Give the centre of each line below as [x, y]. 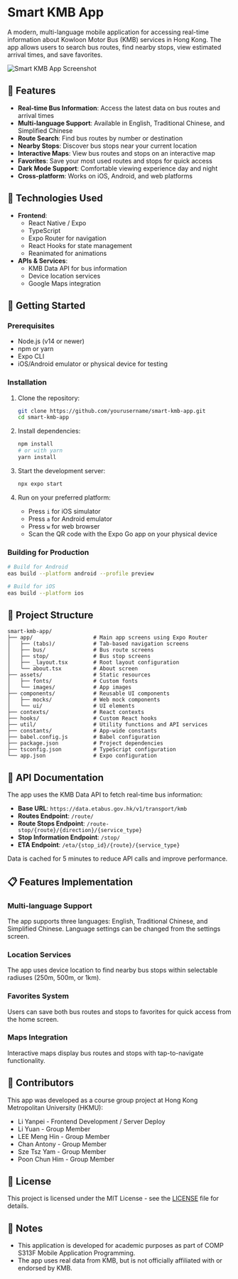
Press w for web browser [64, 526]
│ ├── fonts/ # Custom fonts [73, 681]
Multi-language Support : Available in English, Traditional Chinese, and [121, 123]
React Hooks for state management [80, 245]
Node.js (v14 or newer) [51, 341]
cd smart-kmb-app [43, 417]
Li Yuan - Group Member [54, 1129]
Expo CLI [31, 357]
